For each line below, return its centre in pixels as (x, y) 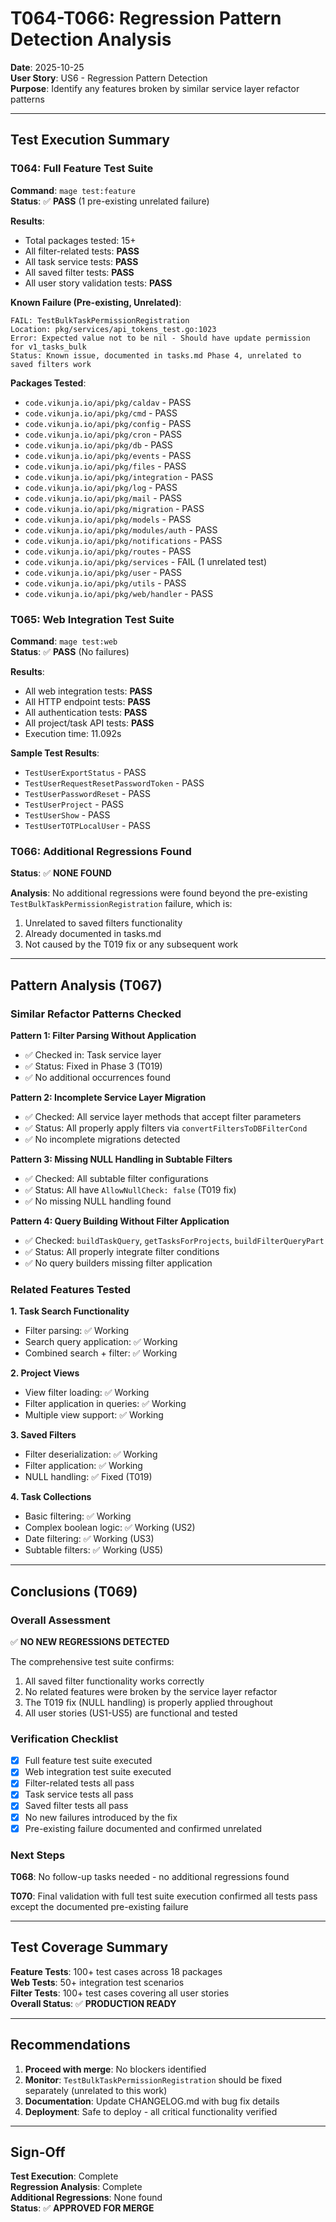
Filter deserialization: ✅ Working (91, 1454)
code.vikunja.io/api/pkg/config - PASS (108, 423)
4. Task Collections (51, 1497)
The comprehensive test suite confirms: (92, 1661)
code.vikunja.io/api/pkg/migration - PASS (114, 508)
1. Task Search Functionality (70, 1311)
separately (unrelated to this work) (96, 2090)
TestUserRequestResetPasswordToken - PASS (114, 783)
